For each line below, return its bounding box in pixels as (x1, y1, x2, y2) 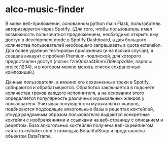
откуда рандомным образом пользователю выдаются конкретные (5, 111, 150, 118)
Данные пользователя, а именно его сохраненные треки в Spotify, (5, 79, 150, 85)
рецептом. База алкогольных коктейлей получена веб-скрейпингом (5, 122, 154, 128)
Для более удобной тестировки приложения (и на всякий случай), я (5, 47, 154, 53)
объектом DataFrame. (5, 133, 52, 139)
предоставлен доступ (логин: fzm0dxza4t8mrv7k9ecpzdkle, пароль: (5, 58, 153, 64)
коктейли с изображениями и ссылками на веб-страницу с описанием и (5, 117, 163, 123)
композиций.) (5, 69, 35, 75)
